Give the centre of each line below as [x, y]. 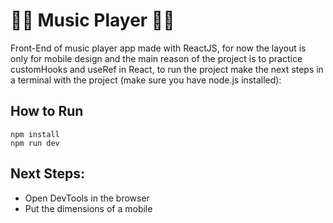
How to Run [47, 111]
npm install [35, 134]
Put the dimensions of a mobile [88, 208]
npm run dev [35, 143]
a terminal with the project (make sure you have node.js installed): [146, 80]
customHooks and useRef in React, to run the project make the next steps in [167, 69]
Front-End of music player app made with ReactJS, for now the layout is [158, 48]
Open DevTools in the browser [87, 198]
